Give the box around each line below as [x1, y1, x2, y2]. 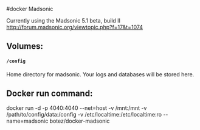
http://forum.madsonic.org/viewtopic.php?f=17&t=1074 [6, 24, 143, 31]
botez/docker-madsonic [49, 117, 110, 125]
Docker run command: [6, 88, 93, 98]
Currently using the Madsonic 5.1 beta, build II [6, 17, 120, 24]
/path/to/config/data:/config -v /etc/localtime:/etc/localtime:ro [6, 111, 162, 118]
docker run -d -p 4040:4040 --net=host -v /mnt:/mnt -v [6, 104, 147, 112]
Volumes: [6, 41, 44, 51]
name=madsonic [6, 117, 49, 125]
